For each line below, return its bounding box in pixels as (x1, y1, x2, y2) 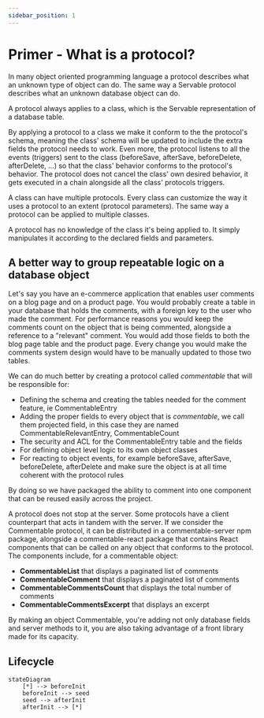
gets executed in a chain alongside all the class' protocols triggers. (8, 177, 225, 187)
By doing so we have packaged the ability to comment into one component (8, 485, 252, 495)
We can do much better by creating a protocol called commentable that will (8, 371, 253, 381)
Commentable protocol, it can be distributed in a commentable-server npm (8, 526, 252, 536)
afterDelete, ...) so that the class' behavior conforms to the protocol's (8, 161, 232, 170)
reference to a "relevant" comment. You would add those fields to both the (8, 331, 251, 340)
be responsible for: (8, 380, 69, 389)
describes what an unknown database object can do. (8, 88, 180, 98)
